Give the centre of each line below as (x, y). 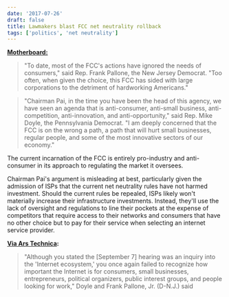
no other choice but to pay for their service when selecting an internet (106, 223)
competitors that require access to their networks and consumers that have (114, 216)
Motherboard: (28, 52)
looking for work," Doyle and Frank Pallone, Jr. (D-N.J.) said (109, 286)
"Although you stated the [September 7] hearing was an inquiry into (120, 257)
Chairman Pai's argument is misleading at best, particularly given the (105, 179)
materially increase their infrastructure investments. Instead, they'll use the (113, 201)
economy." (39, 145)
